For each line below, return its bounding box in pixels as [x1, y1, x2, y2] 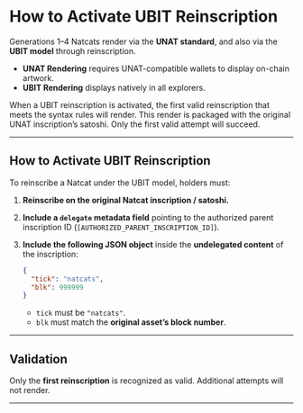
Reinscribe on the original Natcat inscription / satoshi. [22, 194, 230, 205]
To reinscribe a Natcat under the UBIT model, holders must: [9, 177, 231, 188]
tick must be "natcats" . [35, 308, 126, 319]
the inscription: [22, 248, 78, 259]
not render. [9, 385, 50, 396]
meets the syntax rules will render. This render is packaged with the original [9, 109, 291, 120]
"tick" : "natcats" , [31, 274, 105, 283]
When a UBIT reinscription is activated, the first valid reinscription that [9, 99, 271, 110]
